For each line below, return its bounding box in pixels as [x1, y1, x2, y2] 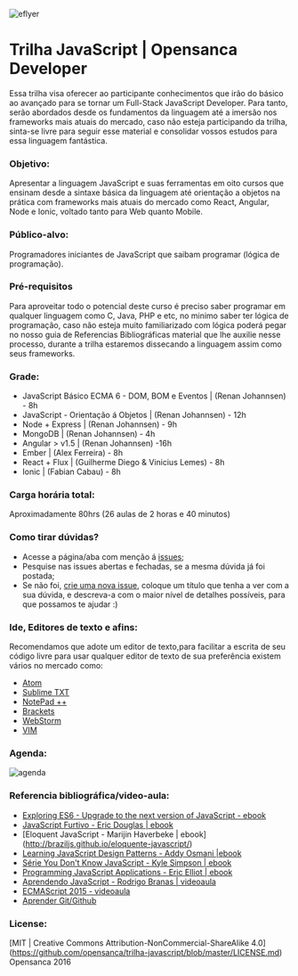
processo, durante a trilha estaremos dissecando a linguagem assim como [9, 339, 282, 349]
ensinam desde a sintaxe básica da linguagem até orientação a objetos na [9, 187, 280, 198]
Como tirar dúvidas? [9, 531, 100, 544]
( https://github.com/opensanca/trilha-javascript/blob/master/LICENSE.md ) [9, 947, 283, 957]
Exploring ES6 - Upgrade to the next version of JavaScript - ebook [21, 809, 267, 820]
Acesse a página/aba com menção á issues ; [21, 551, 185, 562]
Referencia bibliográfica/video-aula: [9, 790, 170, 802]
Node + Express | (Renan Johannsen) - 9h [21, 419, 178, 430]
